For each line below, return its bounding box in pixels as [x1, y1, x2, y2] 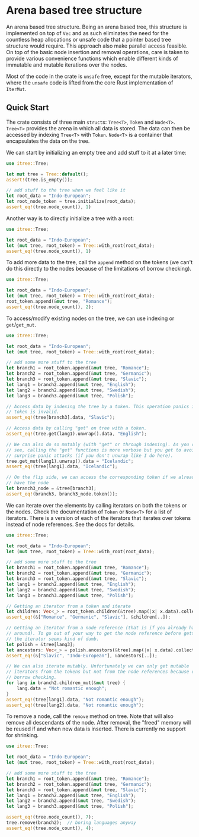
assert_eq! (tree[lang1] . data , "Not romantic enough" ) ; [6, 697, 145, 703]
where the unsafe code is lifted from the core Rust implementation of [6, 79, 174, 86]
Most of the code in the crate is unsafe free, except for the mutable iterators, [6, 73, 192, 80]
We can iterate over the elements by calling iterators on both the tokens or [6, 501, 187, 509]
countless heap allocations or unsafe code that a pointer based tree [6, 36, 172, 43]
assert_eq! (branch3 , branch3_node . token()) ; [6, 491, 118, 497]
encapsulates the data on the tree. [6, 137, 90, 145]
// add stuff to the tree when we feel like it [6, 187, 126, 193]
